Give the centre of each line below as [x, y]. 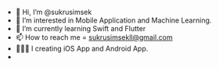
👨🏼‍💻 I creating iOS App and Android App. [82, 48]
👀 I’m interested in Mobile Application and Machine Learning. [113, 20]
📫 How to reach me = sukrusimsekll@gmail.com [94, 37]
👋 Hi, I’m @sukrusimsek [54, 12]
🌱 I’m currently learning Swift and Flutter [81, 28]
